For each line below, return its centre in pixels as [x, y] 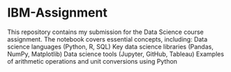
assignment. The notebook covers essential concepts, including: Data [107, 39]
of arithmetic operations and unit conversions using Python [92, 61]
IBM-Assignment [58, 13]
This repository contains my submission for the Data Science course [105, 32]
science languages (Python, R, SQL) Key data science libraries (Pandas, [111, 46]
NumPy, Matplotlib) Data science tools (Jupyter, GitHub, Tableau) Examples [116, 54]
